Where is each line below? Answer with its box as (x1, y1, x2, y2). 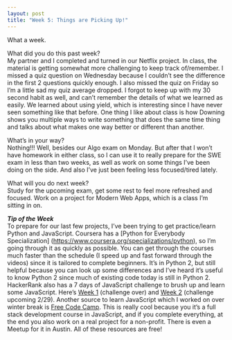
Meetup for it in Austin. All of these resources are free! (7, 325, 163, 333)
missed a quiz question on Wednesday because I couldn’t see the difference (7, 71, 226, 80)
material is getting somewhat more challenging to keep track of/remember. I (7, 64, 224, 72)
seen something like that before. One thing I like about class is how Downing (7, 108, 225, 116)
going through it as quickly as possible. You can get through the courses (7, 244, 214, 252)
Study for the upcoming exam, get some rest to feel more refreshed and (7, 186, 213, 195)
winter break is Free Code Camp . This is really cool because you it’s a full (7, 303, 216, 311)
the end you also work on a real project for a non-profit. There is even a (7, 317, 211, 325)
